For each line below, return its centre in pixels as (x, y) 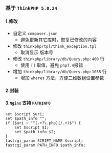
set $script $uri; (25, 114)
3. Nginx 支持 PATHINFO (28, 103)
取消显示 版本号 (37, 52)
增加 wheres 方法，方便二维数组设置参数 (62, 78)
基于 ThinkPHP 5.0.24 (31, 8)
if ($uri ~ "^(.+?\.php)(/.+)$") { (43, 123)
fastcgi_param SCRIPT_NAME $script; (44, 141)
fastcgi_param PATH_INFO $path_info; (46, 145)
